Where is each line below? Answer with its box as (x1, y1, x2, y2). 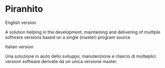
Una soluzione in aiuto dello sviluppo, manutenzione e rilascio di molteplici (5, 53, 156, 59)
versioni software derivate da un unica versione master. (5, 58, 118, 64)
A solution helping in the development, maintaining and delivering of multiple (5, 29, 161, 35)
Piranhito (5, 3, 43, 15)
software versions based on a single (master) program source (5, 34, 131, 40)
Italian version (5, 44, 33, 49)
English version (5, 20, 36, 25)
